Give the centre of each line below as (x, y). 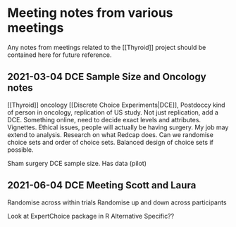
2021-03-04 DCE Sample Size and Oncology (107, 77)
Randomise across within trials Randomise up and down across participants (117, 202)
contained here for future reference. (60, 55)
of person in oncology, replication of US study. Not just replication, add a (113, 112)
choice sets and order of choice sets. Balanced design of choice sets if (110, 142)
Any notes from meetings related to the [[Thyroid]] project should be (107, 47)
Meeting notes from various (91, 13)
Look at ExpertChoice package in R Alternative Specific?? (91, 216)
